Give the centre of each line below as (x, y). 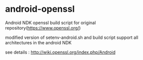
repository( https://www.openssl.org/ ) (43, 28)
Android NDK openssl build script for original (51, 23)
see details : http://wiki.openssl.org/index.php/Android (60, 52)
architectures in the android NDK (38, 42)
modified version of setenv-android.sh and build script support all (72, 37)
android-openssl (40, 9)
